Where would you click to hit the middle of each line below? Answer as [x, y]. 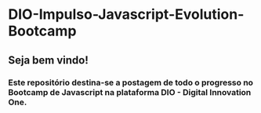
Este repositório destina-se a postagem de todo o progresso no [130, 82]
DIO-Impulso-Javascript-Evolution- [126, 15]
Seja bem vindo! [48, 60]
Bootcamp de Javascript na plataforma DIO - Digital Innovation [130, 92]
